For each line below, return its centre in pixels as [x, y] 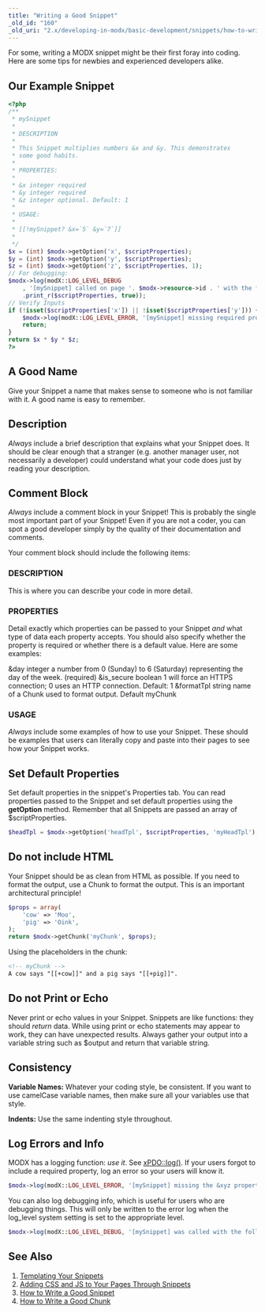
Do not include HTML [61, 857]
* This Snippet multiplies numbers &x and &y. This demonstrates [121, 148]
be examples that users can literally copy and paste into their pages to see [129, 740]
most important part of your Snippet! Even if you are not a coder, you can [127, 521]
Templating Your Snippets [62, 1276]
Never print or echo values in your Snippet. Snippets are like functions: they [131, 1017]
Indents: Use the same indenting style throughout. [90, 1119]
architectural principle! [45, 893]
